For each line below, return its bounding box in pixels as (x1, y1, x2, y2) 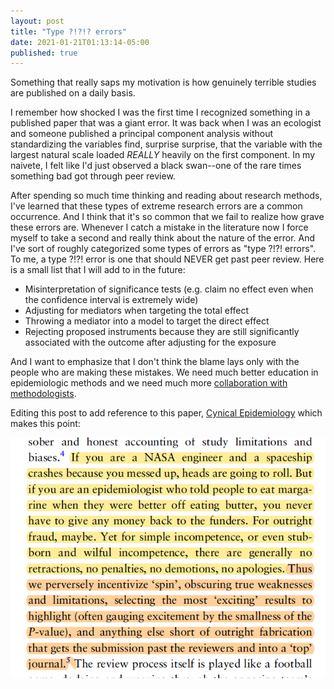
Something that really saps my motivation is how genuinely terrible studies (10, 76, 317, 89)
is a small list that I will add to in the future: (10, 264, 186, 276)
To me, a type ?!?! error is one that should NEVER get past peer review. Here (10, 253, 325, 265)
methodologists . (10, 388, 77, 400)
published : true (10, 48, 78, 58)
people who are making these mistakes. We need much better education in (10, 366, 319, 379)
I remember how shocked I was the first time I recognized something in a (10, 106, 311, 119)
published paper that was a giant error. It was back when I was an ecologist (10, 117, 322, 129)
